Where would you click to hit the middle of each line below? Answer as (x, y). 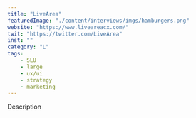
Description (24, 107)
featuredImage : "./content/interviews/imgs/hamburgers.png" (99, 21)
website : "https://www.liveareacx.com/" (68, 27)
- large (31, 67)
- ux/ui (31, 73)
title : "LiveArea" (35, 14)
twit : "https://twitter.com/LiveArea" (65, 34)
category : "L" (29, 47)
